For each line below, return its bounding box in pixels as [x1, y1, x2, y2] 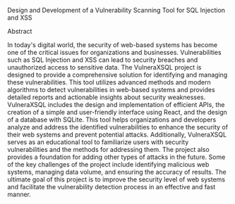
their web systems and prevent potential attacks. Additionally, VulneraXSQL [7, 130, 227, 139]
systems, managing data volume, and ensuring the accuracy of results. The [7, 168, 227, 176]
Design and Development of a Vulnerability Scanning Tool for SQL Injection [7, 6, 226, 14]
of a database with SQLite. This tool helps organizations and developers [7, 115, 217, 124]
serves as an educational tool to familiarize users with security [7, 138, 189, 146]
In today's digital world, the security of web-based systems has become [7, 41, 217, 49]
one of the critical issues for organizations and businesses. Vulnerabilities [7, 49, 222, 56]
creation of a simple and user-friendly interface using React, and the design [7, 108, 228, 116]
